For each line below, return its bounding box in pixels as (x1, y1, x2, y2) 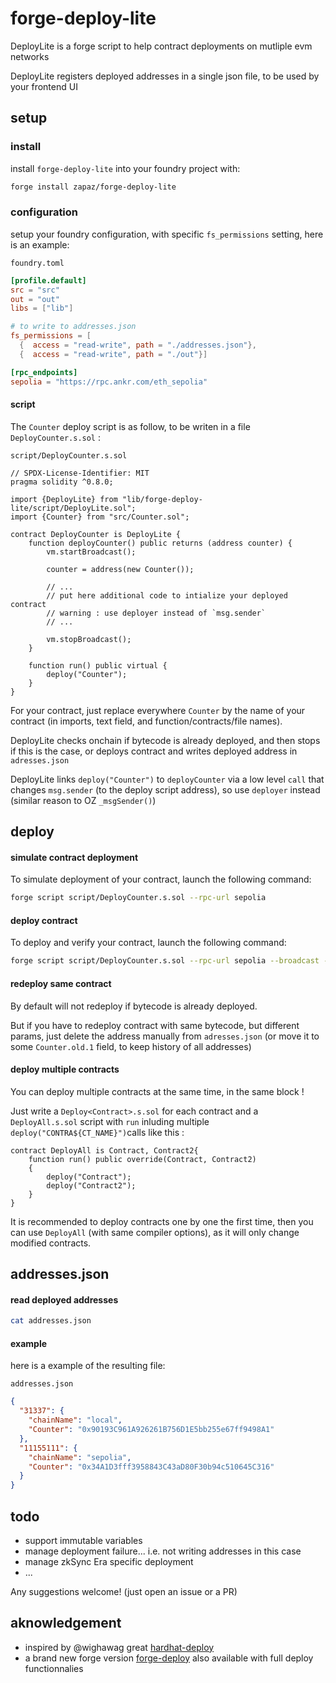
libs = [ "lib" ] (10, 303, 74, 314)
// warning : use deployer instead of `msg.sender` (46, 608, 267, 618)
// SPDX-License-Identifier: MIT (10, 468, 150, 478)
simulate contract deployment (10, 851, 139, 863)
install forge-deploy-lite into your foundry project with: (10, 162, 241, 174)
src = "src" (10, 285, 60, 295)
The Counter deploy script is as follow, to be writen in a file (10, 420, 251, 432)
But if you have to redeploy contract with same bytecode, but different (10, 1019, 300, 1031)
